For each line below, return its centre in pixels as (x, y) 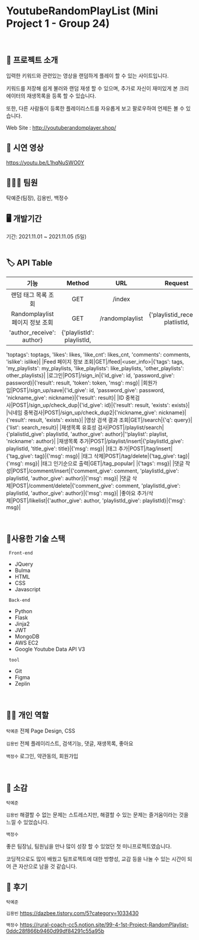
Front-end (21, 553)
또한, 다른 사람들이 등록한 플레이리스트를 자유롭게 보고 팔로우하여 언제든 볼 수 (95, 108)
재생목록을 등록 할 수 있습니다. (61, 96)
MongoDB (27, 636)
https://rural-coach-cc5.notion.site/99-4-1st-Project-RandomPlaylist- (104, 925)
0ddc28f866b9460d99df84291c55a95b (55, 931)
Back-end (20, 600)
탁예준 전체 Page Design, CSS (41, 731)
